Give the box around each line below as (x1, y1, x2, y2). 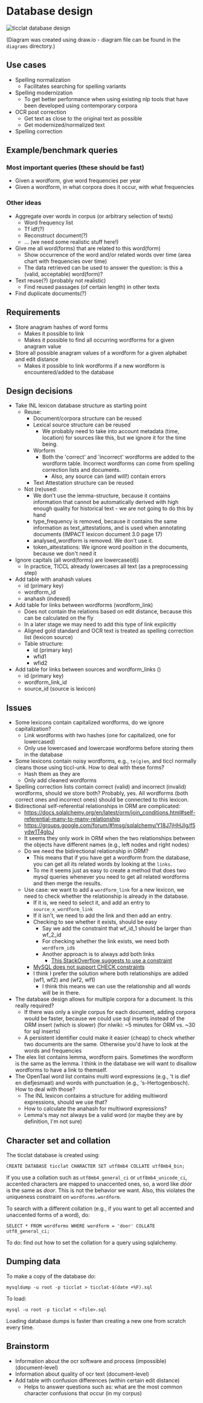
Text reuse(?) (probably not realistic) (14, 277, 106, 284)
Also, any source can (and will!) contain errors (51, 473, 166, 480)
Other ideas (6, 199, 42, 207)
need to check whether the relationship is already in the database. (24, 892, 189, 900)
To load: (6, 1295, 27, 1302)
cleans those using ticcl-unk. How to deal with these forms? (14, 764, 164, 771)
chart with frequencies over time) (24, 257, 108, 265)
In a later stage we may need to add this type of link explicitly (24, 621, 177, 628)
